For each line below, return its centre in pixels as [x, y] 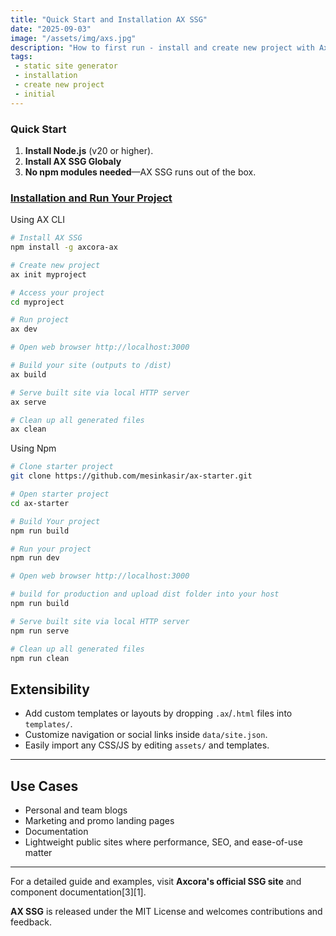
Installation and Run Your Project [91, 198]
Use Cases [44, 786]
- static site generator [66, 66]
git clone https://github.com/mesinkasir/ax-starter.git [131, 476]
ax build [28, 374]
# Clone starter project [62, 467]
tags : [21, 57]
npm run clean [40, 658]
